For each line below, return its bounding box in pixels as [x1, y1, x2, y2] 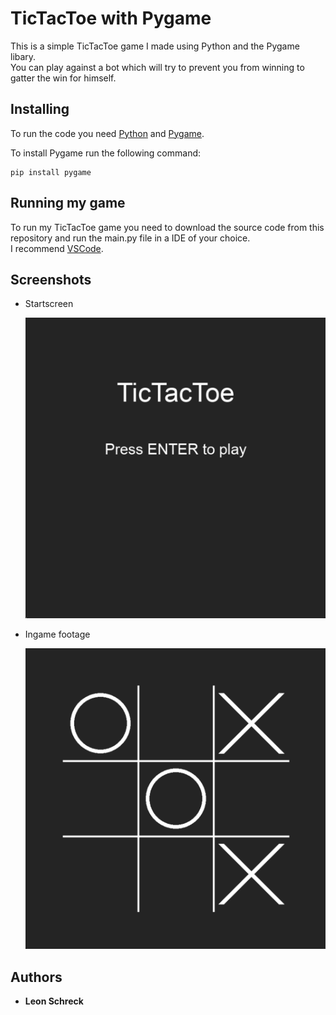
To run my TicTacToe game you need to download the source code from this [10, 221, 325, 233]
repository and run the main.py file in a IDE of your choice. [10, 232, 251, 244]
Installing [10, 101, 70, 118]
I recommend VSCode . [10, 242, 104, 254]
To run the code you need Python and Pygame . [10, 127, 205, 139]
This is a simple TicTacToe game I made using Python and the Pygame [10, 40, 300, 52]
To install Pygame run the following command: [10, 147, 202, 159]
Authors [10, 968, 63, 986]
